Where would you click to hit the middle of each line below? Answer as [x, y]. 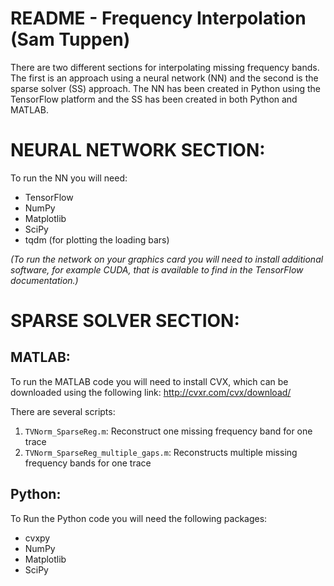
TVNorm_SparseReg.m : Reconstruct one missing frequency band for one [168, 431]
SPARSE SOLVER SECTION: [125, 321]
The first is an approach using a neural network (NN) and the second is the [164, 78]
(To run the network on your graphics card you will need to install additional [167, 259]
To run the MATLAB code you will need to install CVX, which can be [149, 381]
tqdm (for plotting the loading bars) [97, 239]
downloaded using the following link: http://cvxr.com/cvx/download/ [151, 392]
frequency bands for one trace [88, 463]
